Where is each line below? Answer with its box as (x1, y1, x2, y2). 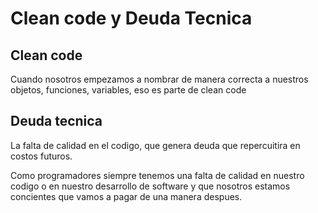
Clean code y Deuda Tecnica (10, 7, 253, 30)
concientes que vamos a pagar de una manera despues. (10, 190, 243, 202)
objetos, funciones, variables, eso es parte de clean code (10, 84, 247, 96)
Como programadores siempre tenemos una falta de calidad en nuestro (10, 169, 305, 181)
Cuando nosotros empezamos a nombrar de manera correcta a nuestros (10, 73, 309, 85)
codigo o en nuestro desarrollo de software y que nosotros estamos (10, 180, 291, 192)
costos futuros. (10, 150, 73, 162)
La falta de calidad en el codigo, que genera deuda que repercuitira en (10, 139, 301, 151)
